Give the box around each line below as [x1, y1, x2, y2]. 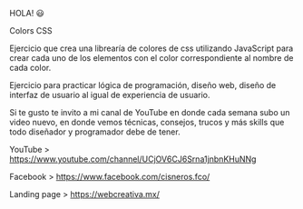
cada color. [9, 63, 52, 73]
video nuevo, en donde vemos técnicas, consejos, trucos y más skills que [9, 117, 285, 127]
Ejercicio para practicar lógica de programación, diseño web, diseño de [9, 80, 277, 90]
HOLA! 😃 [9, 8, 45, 18]
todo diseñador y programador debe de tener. [9, 126, 181, 137]
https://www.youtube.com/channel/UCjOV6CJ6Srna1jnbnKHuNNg [9, 154, 257, 164]
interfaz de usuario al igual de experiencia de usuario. [9, 90, 210, 100]
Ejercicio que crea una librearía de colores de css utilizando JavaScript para [9, 43, 294, 54]
